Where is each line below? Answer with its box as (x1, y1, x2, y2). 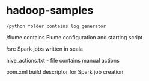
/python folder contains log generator (6, 23, 106, 29)
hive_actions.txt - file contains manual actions (6, 57, 120, 64)
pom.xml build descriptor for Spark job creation (6, 68, 124, 75)
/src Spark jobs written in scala (6, 45, 83, 52)
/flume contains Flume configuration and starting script (6, 33, 143, 40)
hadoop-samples (6, 4, 94, 17)
